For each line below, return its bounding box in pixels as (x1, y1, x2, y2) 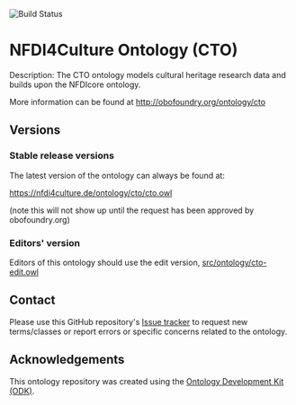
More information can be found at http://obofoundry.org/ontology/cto (9, 96, 266, 107)
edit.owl (9, 266, 39, 277)
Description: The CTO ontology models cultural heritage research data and (9, 69, 286, 80)
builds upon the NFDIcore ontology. (9, 79, 141, 90)
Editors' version (9, 236, 81, 249)
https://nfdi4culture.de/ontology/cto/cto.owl (9, 187, 173, 198)
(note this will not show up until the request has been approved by (9, 205, 255, 216)
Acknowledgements (9, 352, 125, 367)
